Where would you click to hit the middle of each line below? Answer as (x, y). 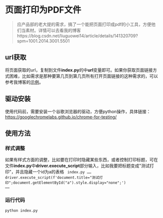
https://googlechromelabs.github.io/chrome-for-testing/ (61, 117)
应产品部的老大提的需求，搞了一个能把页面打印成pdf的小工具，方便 (84, 24)
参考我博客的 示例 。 (24, 82)
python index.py (21, 210)
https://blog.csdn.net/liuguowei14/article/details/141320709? (77, 36)
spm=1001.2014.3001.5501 (43, 41)
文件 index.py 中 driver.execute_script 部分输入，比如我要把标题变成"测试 (77, 166)
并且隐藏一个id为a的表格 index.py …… (53, 172)
